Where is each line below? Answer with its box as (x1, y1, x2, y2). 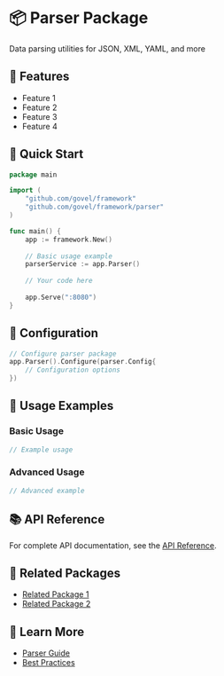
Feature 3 (21, 111, 58, 122)
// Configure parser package (9, 349, 117, 358)
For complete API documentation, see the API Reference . (9, 539, 217, 551)
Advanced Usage (9, 466, 85, 478)
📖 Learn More (9, 624, 85, 640)
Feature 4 (21, 121, 58, 131)
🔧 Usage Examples (9, 398, 114, 413)
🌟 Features (9, 69, 70, 84)
